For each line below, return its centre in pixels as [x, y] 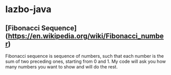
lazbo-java [28, 9]
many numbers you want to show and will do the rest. [62, 67]
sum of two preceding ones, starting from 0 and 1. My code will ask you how [86, 61]
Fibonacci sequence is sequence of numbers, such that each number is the [85, 56]
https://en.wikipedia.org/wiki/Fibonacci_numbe [86, 36]
